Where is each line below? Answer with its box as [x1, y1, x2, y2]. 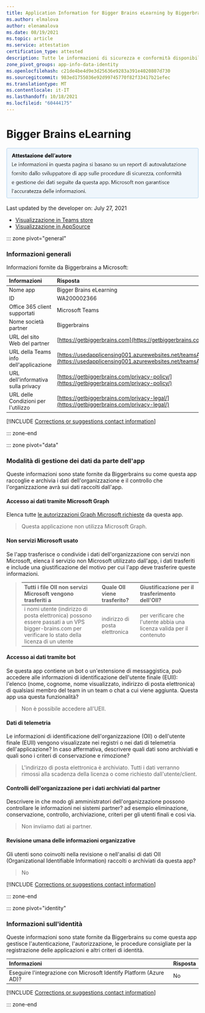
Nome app [9, 286, 35, 293]
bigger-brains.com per [24, 625, 82, 632]
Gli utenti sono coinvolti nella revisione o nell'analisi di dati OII [6, 850, 161, 858]
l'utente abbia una [140, 618, 185, 626]
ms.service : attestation [6, 42, 70, 48]
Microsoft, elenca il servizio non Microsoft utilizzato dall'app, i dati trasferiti [6, 557, 195, 564]
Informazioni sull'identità [6, 919, 82, 928]
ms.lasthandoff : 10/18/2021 [6, 94, 78, 100]
